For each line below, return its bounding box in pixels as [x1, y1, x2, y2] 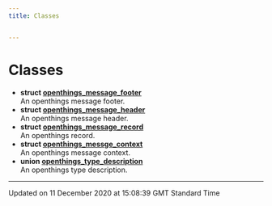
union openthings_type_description [19, 156, 143, 166]
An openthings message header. [19, 113, 129, 123]
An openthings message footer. [19, 96, 125, 106]
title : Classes [8, 11, 60, 20]
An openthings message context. [19, 147, 131, 158]
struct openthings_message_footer [19, 87, 142, 97]
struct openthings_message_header [19, 104, 146, 114]
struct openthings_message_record [19, 122, 144, 132]
